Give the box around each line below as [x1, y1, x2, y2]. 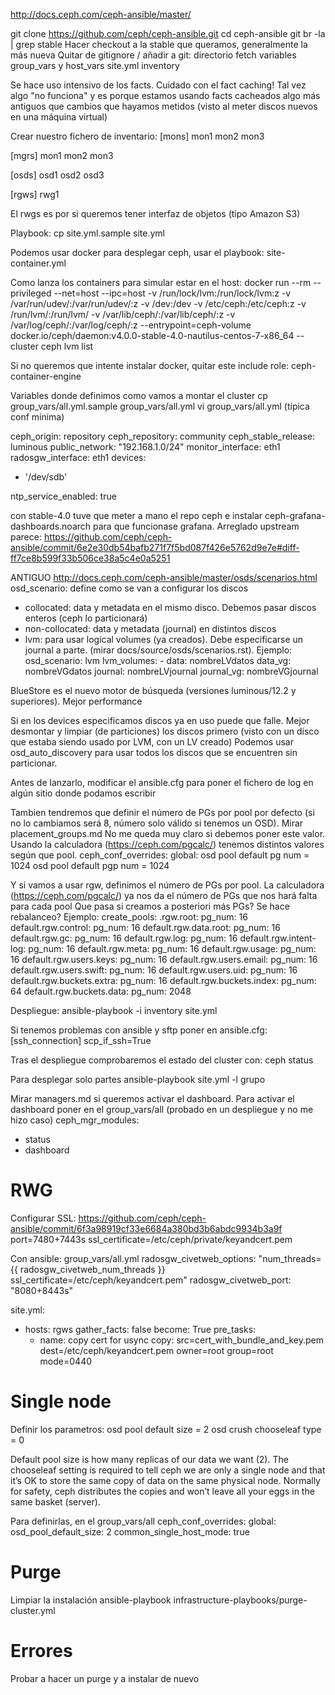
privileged [10, 287, 52, 299]
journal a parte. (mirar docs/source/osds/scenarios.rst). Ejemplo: [24, 644, 293, 656]
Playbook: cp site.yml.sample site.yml [10, 227, 165, 239]
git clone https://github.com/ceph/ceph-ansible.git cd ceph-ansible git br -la [10, 28, 326, 39]
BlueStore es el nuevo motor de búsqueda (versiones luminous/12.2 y [10, 685, 297, 696]
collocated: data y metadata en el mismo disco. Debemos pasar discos [24, 602, 317, 613]
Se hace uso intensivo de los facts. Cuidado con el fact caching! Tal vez [10, 79, 307, 91]
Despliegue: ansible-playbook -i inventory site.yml [10, 1005, 218, 1016]
